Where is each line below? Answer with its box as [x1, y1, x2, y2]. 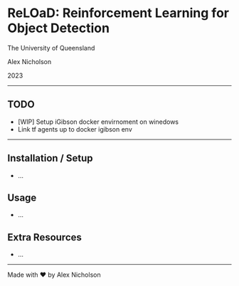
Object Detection [7, 20, 110, 36]
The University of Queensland [7, 43, 95, 52]
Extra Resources [7, 231, 82, 243]
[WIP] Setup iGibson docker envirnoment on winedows [17, 117, 179, 126]
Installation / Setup [7, 152, 93, 164]
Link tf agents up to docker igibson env [17, 125, 133, 133]
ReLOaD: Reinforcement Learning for [7, 5, 230, 21]
